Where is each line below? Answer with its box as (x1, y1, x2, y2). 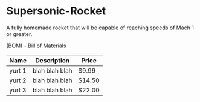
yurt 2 (9, 76, 27, 85)
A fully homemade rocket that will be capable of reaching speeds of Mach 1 (6, 24, 195, 31)
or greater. (6, 30, 33, 37)
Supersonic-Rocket (6, 4, 106, 18)
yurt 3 (9, 86, 27, 94)
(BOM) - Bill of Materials (6, 42, 66, 49)
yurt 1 (9, 66, 27, 74)
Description (35, 56, 70, 64)
